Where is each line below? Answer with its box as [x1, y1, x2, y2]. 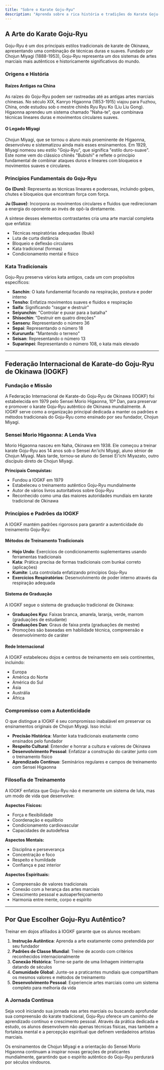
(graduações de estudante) [12, 617, 67, 622]
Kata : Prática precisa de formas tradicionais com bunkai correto [12, 559, 142, 565]
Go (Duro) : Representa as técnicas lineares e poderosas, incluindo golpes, [5, 186, 155, 191]
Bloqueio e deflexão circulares [12, 240, 74, 246]
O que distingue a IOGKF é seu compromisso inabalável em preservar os [5, 718, 151, 724]
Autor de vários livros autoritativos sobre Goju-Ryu [12, 488, 114, 494]
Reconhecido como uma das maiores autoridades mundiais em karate [12, 493, 153, 499]
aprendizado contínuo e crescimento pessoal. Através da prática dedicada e [5, 1018, 159, 1024]
